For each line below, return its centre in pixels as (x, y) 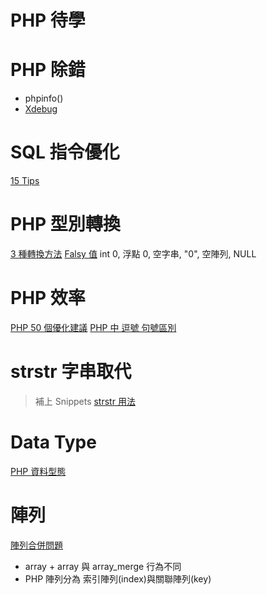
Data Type (53, 442)
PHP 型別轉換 (65, 224)
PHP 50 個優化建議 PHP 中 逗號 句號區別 (93, 327)
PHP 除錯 (48, 70)
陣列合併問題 (36, 545)
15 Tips (25, 181)
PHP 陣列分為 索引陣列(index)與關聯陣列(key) (118, 578)
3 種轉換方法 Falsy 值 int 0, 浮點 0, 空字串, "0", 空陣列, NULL (133, 254)
